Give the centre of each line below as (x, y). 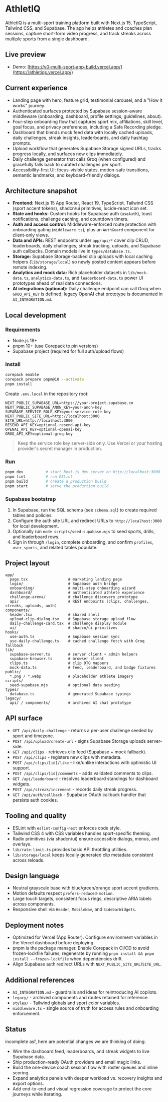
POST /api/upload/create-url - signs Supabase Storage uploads (79, 741)
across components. (34, 904)
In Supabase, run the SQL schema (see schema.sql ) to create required (85, 510)
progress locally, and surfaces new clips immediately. (68, 154)
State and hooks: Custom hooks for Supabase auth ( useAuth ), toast (82, 214)
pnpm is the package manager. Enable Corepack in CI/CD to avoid (81, 948)
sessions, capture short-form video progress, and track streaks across (78, 33)
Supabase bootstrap (31, 499)
